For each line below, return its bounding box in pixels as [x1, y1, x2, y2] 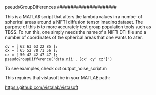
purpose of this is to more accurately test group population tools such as [5, 24, 151, 30]
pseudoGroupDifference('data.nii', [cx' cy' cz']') [5, 57, 112, 62]
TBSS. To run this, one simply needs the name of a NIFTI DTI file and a [5, 29, 146, 35]
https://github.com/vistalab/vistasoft [5, 84, 78, 90]
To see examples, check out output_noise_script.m [5, 66, 107, 71]
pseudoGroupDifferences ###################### [5, 4, 117, 10]
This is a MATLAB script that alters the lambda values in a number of [5, 14, 143, 19]
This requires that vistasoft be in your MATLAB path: [5, 75, 110, 80]
